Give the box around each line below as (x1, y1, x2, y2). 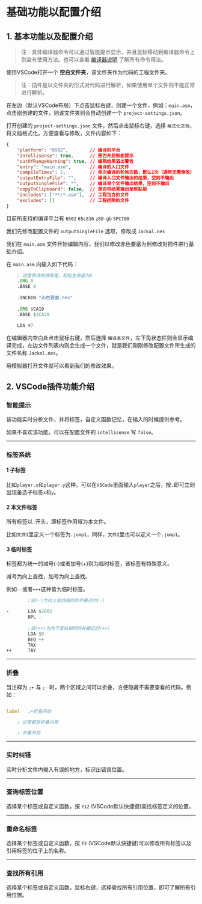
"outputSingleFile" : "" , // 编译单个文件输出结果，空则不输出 (17, 181, 170, 187)
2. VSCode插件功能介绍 (6, 381, 95, 391)
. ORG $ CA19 (17, 306, 44, 312)
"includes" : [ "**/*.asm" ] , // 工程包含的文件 (17, 192, 129, 198)
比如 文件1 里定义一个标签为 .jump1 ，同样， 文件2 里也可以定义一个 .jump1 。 (6, 531, 183, 538)
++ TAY (6, 647, 36, 654)
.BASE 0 (17, 284, 36, 290)
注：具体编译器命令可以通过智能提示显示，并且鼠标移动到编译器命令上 (20, 49, 195, 55)
